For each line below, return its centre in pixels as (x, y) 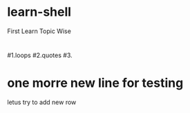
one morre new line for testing (95, 83)
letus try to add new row (42, 102)
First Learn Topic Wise (39, 31)
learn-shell (39, 12)
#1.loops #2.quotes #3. (40, 55)
